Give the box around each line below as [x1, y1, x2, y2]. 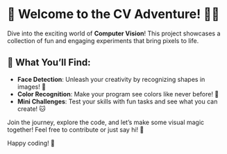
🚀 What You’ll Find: [7, 57, 91, 69]
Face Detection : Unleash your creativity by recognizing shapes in [17, 75, 205, 83]
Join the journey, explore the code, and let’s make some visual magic [7, 118, 205, 126]
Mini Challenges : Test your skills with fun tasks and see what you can [17, 97, 218, 105]
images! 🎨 [17, 83, 47, 91]
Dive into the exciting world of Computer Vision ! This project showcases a [7, 29, 221, 37]
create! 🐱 [17, 104, 47, 113]
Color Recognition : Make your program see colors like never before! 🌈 [17, 89, 219, 98]
